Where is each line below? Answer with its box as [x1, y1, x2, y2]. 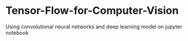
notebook [5, 29, 29, 36]
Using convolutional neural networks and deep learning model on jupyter [5, 23, 183, 30]
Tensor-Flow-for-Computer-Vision [5, 4, 179, 17]
